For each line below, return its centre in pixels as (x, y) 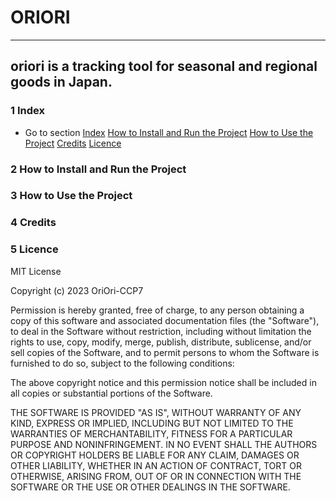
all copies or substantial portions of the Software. (111, 393)
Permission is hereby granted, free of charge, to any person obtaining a (157, 310)
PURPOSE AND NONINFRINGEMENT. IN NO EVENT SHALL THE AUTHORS (164, 444)
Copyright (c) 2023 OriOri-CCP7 (77, 290)
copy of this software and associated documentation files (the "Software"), (165, 320)
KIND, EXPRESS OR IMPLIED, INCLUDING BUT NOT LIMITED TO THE (152, 423)
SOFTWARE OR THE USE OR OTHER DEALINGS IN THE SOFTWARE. (150, 487)
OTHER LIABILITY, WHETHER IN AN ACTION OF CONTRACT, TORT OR (156, 465)
